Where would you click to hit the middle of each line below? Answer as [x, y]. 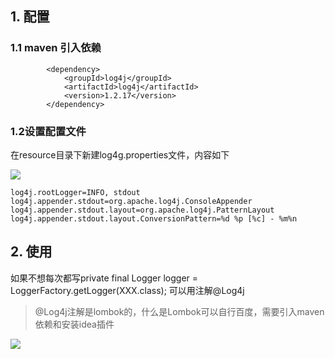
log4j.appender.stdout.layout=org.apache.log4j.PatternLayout [142, 210]
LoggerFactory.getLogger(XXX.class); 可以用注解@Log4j [127, 290]
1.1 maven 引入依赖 [56, 48]
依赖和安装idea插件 [74, 324]
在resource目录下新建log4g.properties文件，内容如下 [120, 154]
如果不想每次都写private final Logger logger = [104, 278]
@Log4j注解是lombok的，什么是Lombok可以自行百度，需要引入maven [179, 311]
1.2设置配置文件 [48, 131]
